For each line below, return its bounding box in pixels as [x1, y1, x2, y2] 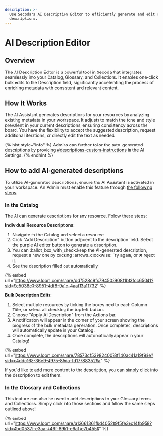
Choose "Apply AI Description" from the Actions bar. [12, 312, 117, 318]
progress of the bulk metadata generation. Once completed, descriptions [12, 322, 158, 328]
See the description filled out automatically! [12, 263, 99, 269]
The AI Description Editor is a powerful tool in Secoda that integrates [5, 69, 142, 75]
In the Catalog [5, 201, 39, 208]
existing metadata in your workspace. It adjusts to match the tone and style [5, 117, 155, 123]
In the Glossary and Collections [5, 384, 81, 391]
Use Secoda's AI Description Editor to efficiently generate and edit [9, 12, 155, 17]
